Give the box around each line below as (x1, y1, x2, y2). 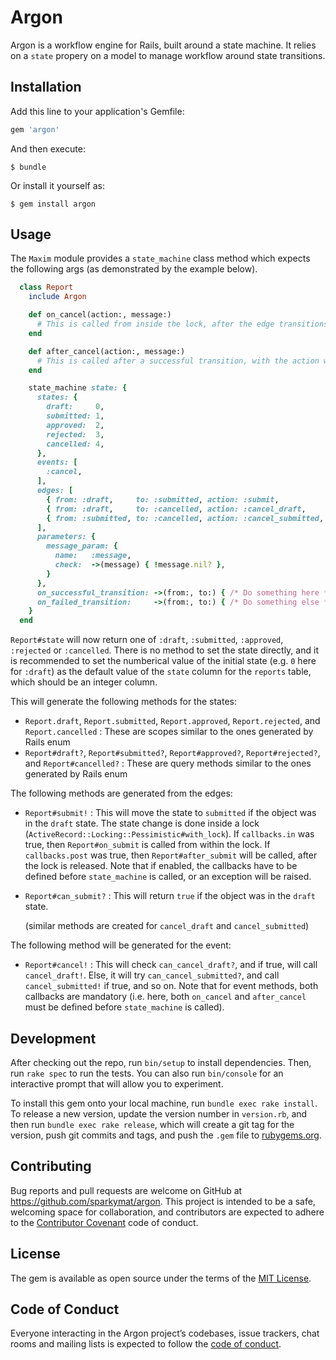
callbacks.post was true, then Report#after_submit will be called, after (24, 849, 318, 861)
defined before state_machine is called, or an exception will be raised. (24, 871, 312, 883)
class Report (19, 282, 74, 293)
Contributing (10, 1158, 92, 1175)
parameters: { (36, 532, 97, 542)
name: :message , (54, 551, 132, 561)
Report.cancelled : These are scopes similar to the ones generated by (24, 726, 314, 738)
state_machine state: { (28, 383, 128, 393)
